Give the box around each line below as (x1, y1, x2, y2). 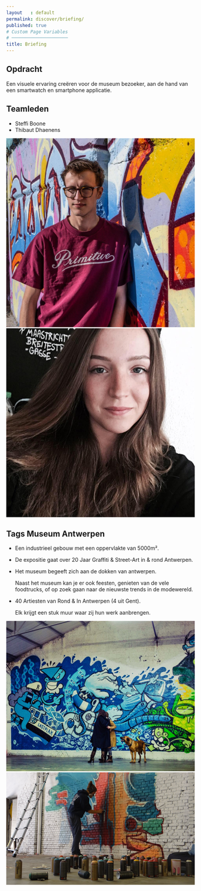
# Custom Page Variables (6, 29, 68, 35)
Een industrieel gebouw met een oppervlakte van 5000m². (14, 544, 160, 552)
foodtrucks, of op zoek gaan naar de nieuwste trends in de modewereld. (14, 586, 193, 593)
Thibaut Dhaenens (14, 126, 61, 133)
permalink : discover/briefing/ (6, 16, 84, 22)
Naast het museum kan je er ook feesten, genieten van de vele (14, 579, 169, 587)
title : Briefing (6, 41, 47, 47)
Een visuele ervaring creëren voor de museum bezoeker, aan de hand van (6, 80, 188, 87)
